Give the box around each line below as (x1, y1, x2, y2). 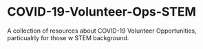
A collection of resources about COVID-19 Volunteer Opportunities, (7, 27, 197, 35)
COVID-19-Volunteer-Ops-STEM (7, 4, 196, 20)
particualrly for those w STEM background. (7, 33, 129, 42)
